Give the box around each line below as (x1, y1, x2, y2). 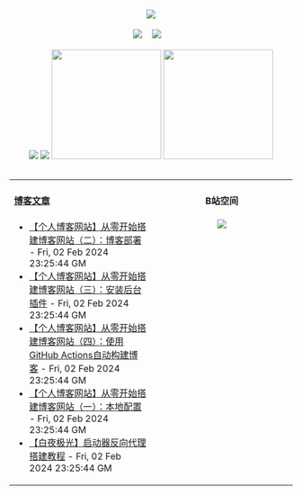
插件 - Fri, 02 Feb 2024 (29, 297, 129, 310)
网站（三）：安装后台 (56, 283, 142, 296)
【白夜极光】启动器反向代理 (29, 436, 147, 449)
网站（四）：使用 (56, 335, 124, 347)
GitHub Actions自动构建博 (29, 348, 138, 361)
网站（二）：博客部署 (56, 234, 142, 247)
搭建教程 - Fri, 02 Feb (29, 450, 121, 463)
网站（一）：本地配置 (56, 400, 142, 413)
